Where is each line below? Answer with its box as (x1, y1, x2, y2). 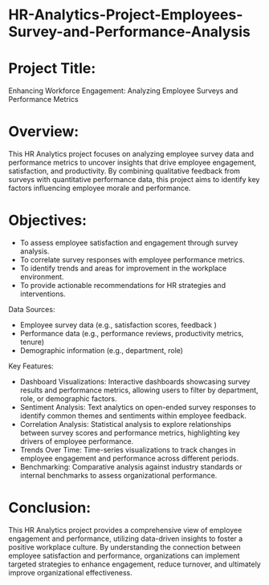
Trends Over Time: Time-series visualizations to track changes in (19, 445, 236, 454)
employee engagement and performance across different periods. (19, 453, 239, 463)
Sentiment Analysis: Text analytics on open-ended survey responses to (19, 403, 256, 412)
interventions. (19, 289, 66, 299)
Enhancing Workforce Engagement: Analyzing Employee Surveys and (8, 86, 238, 95)
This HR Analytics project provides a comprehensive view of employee (8, 525, 243, 534)
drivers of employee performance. (19, 437, 134, 446)
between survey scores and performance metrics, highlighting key (19, 428, 241, 437)
